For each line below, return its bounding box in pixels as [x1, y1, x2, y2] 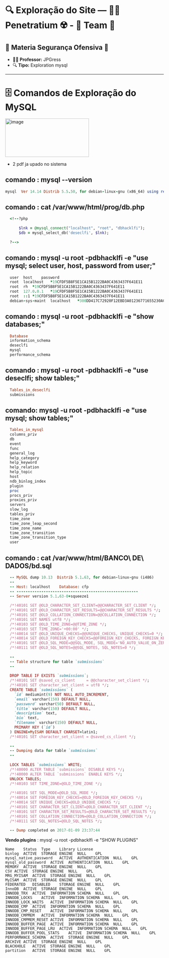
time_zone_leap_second [10, 521, 57, 526]
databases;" [5, 320, 45, 329]
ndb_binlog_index [10, 479, 46, 484]
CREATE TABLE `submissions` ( [10, 687, 73, 692]
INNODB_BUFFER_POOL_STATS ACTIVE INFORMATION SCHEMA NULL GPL [5, 931, 156, 936]
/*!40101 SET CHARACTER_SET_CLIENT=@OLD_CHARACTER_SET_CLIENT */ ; [10, 804, 152, 809]
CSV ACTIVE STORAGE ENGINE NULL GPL [5, 869, 94, 874]
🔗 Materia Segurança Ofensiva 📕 [5, 43, 109, 51]
